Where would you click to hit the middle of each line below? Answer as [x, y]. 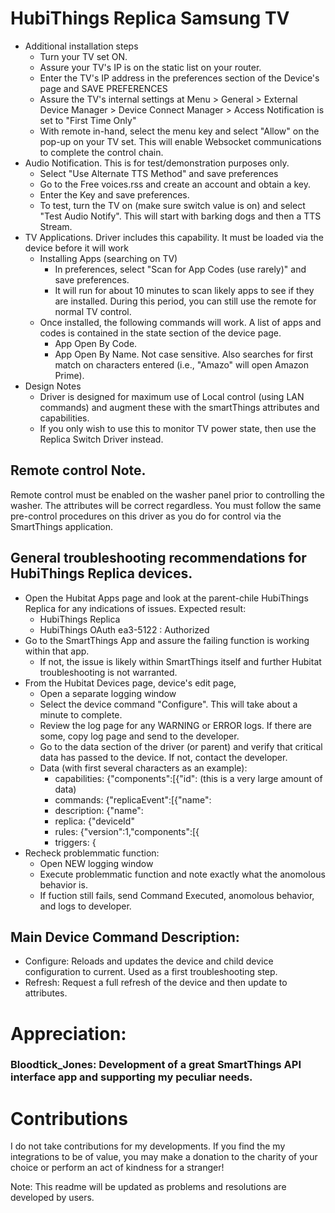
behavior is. [63, 884]
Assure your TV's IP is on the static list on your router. [150, 67]
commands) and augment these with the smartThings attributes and [179, 407]
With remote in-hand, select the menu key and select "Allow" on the [179, 131]
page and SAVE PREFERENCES [103, 88]
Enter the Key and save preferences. [114, 194]
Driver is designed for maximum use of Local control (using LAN [172, 396]
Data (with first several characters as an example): [143, 768]
